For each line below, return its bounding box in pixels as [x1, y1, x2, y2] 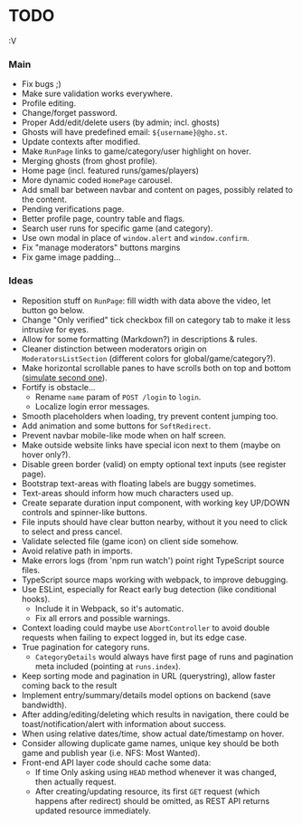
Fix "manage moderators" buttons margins [21, 242, 181, 254]
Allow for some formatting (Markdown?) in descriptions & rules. [21, 333, 259, 344]
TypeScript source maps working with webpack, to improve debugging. [21, 574, 288, 585]
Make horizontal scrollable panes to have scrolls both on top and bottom [21, 362, 291, 373]
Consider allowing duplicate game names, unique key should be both [21, 737, 279, 748]
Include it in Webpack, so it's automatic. [34, 603, 184, 614]
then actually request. [34, 776, 117, 787]
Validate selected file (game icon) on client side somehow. [21, 535, 239, 546]
